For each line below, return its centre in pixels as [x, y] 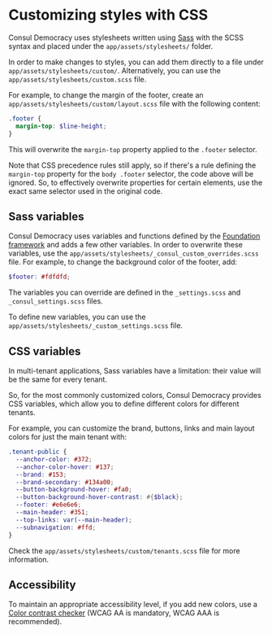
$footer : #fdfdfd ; [39, 277]
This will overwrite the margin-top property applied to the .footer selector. [133, 149]
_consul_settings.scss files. [56, 301]
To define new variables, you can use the [77, 317]
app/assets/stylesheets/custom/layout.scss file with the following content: [135, 103]
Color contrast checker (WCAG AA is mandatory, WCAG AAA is [114, 613]
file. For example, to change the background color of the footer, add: [123, 262]
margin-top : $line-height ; [61, 126]
